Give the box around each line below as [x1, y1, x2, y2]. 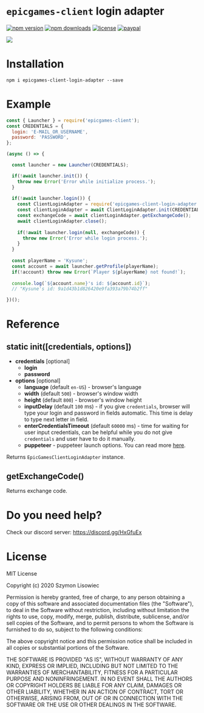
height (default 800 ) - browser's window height [24, 396, 142, 404]
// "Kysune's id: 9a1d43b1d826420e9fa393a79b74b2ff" [12, 286, 148, 292]
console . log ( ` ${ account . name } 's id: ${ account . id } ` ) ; [12, 280, 151, 286]
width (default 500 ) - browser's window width [24, 390, 138, 398]
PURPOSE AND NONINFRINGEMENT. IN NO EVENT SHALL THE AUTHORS [6, 675, 193, 682]
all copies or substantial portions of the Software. [6, 644, 129, 651]
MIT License [6, 570, 38, 577]
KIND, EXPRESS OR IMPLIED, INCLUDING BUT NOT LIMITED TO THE [6, 662, 178, 669]
